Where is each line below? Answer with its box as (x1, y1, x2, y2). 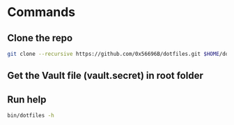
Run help (7, 94, 47, 105)
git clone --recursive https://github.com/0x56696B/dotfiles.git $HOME (7, 50, 219, 57)
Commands (7, 4, 76, 20)
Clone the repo (7, 32, 73, 44)
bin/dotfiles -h (7, 112, 54, 119)
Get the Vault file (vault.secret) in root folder (7, 70, 203, 82)
